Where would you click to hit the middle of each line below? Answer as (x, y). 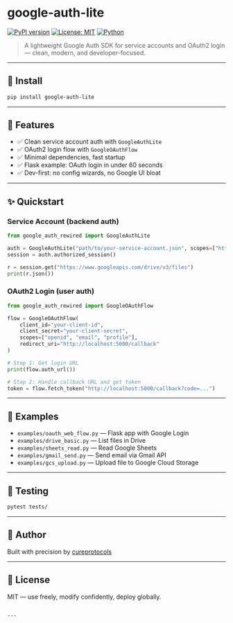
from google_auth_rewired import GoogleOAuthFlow (80, 306)
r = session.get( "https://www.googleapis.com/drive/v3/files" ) (101, 267)
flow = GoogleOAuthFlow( (43, 318)
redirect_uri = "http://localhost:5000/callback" (89, 344)
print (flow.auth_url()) (42, 369)
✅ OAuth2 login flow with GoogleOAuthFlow (77, 150)
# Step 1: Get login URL (43, 363)
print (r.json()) (31, 274)
